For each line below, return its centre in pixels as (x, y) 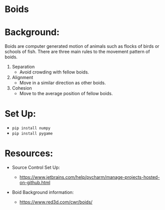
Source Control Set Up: (36, 167)
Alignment (23, 78)
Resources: (29, 153)
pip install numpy (31, 128)
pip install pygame (32, 134)
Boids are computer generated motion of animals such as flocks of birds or (82, 46)
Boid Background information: (43, 192)
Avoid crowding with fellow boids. (54, 72)
